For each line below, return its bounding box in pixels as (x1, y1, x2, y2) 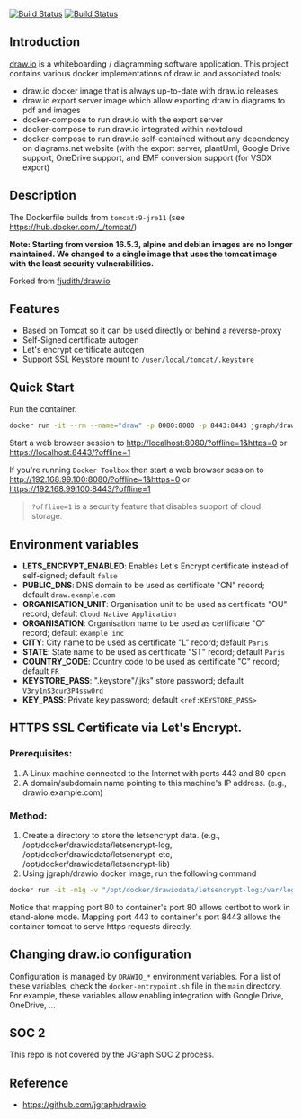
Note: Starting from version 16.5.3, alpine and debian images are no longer (9, 238, 293, 249)
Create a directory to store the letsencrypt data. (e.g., (22, 829, 220, 840)
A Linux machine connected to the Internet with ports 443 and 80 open (22, 767, 287, 778)
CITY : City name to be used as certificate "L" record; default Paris (22, 637, 269, 648)
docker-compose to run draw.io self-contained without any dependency (22, 133, 289, 144)
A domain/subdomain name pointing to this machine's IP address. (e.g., (22, 777, 288, 788)
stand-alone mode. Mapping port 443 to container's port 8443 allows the (9, 911, 281, 922)
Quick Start (9, 380, 75, 395)
